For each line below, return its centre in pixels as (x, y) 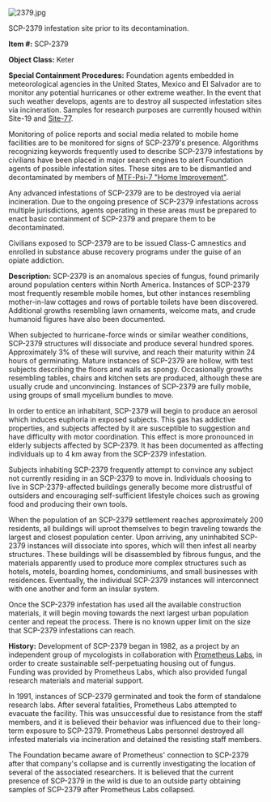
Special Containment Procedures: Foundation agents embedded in (121, 75)
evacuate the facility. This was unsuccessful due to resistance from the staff (135, 713)
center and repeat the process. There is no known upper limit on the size (129, 622)
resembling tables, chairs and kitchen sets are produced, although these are (135, 378)
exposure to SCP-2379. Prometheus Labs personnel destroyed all (135, 731)
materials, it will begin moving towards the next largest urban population (129, 613)
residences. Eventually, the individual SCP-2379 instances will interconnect (133, 580)
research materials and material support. (76, 680)
